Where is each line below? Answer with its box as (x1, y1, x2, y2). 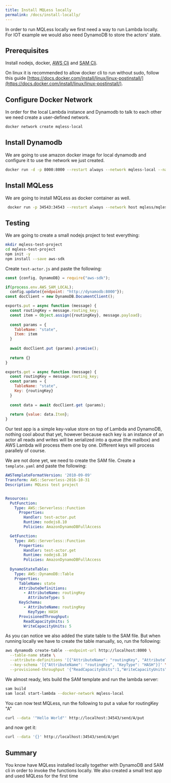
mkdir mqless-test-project (5, 242, 63, 247)
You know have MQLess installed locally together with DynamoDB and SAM (5, 762, 164, 768)
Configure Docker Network (5, 95, 93, 104)
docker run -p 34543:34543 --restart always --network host (7, 204, 138, 210)
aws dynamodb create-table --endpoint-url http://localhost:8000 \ (5, 648, 152, 653)
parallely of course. (5, 448, 46, 454)
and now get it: (5, 724, 37, 730)
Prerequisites (5, 46, 49, 55)
